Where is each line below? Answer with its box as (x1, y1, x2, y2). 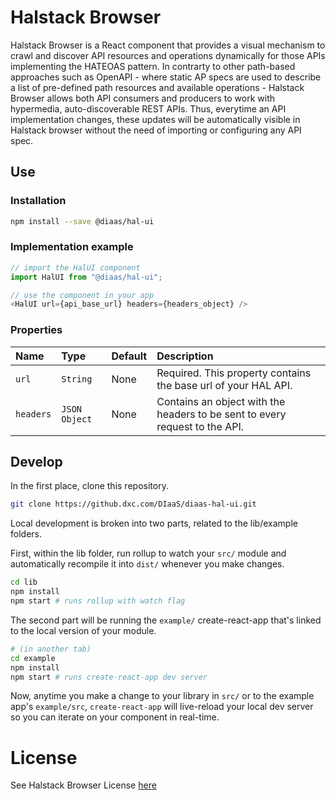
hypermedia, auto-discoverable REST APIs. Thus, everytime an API (10, 102, 287, 115)
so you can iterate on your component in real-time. (10, 711, 220, 723)
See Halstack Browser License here (10, 779, 157, 791)
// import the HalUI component (10, 262, 141, 273)
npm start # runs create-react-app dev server (10, 672, 208, 682)
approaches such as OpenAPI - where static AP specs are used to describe (10, 71, 322, 83)
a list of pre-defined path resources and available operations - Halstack (10, 81, 305, 93)
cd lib (10, 577, 38, 588)
